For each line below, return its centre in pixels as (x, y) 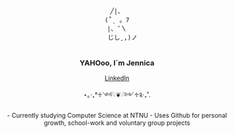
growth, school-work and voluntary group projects (117, 123)
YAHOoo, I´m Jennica (117, 62)
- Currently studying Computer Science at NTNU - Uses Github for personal (117, 116)
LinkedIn (117, 78)
